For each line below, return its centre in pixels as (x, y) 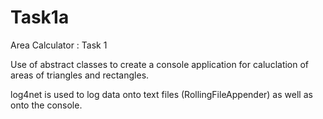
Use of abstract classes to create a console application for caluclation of (160, 64)
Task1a (40, 17)
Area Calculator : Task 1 (59, 45)
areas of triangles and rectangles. (80, 75)
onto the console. (46, 105)
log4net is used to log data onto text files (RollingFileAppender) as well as (161, 94)
